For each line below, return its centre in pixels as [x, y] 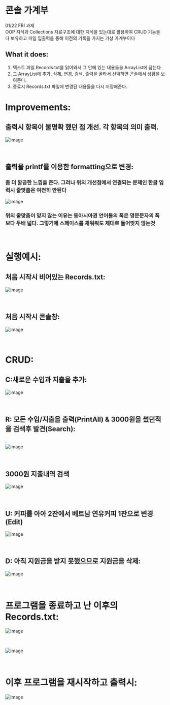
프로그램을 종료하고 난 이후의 [62, 606]
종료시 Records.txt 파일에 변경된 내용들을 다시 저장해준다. [70, 86]
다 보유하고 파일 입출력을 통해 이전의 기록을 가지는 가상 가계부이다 [70, 38]
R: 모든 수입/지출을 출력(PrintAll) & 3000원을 [73, 419]
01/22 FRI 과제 [20, 25]
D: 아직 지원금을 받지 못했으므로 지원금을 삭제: [73, 561]
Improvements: [38, 107]
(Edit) [14, 522]
